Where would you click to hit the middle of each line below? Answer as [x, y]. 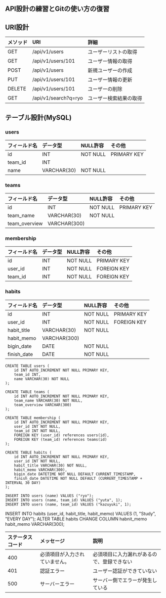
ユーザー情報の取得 [110, 61]
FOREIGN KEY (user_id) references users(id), [62, 435]
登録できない [117, 561]
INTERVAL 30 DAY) [23, 483]
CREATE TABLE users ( [27, 366]
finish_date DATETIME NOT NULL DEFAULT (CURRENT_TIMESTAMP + [78, 478]
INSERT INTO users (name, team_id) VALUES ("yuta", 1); [64, 500]
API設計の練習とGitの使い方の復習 [57, 9]
